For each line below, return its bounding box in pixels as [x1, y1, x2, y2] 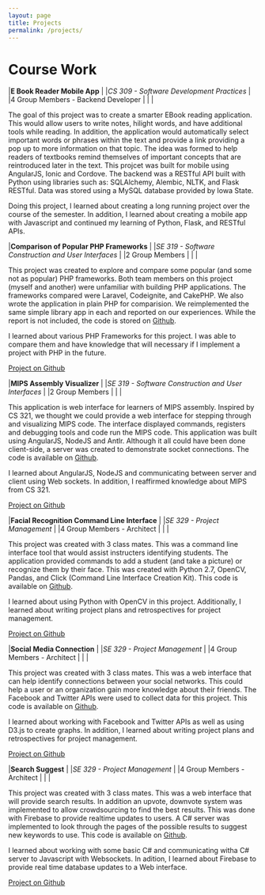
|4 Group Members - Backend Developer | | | [8, 95, 154, 104]
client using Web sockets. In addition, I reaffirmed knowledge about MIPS [8, 476, 248, 487]
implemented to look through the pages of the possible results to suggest [8, 822, 248, 832]
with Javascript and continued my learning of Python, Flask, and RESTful [8, 218, 246, 228]
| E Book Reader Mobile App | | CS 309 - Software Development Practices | [8, 86, 252, 96]
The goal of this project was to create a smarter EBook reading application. [8, 110, 253, 119]
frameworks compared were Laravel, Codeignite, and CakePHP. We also [8, 290, 244, 301]
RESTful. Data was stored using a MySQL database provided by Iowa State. [8, 186, 254, 195]
